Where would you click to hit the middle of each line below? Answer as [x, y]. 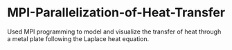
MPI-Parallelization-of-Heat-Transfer [116, 13]
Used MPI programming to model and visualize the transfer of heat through [114, 32]
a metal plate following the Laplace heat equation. [78, 38]
